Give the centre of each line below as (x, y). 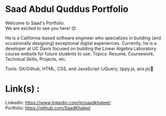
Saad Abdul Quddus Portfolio (67, 9)
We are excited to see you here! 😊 (41, 28)
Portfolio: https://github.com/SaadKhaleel (48, 108)
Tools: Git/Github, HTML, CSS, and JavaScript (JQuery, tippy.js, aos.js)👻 (79, 69)
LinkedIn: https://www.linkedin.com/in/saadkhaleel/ (58, 103)
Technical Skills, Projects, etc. (36, 59)
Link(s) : (22, 89)
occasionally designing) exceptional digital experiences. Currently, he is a (81, 43)
